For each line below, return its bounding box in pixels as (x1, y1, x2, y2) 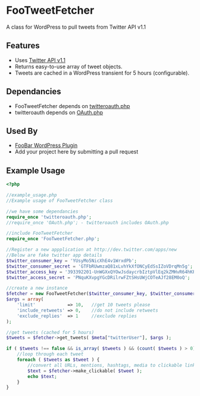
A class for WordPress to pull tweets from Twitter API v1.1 (6, 23, 146, 30)
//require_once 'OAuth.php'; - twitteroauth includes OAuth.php (6, 219, 169, 226)
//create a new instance (6, 285, 68, 291)
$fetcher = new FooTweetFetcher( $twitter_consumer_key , (6, 291, 148, 297)
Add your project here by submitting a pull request (14, 148, 139, 155)
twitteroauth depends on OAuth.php (14, 109, 103, 116)
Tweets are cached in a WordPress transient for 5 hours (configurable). (14, 69, 189, 76)
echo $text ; (27, 373, 58, 379)
